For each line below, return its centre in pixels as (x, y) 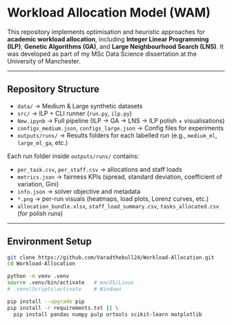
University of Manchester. (44, 61)
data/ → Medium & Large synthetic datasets (80, 106)
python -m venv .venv (38, 276)
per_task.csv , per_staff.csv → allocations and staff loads (100, 169)
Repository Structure (54, 89)
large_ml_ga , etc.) (42, 142)
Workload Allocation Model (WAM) (109, 13)
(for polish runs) (40, 213)
